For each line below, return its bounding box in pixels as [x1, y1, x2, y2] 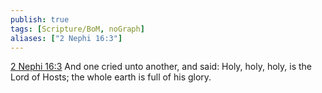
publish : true [10, 14, 70, 25]
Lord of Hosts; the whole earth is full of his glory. [10, 71, 212, 83]
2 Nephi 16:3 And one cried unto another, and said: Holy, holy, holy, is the [10, 61, 313, 73]
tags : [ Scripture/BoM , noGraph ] [10, 24, 145, 34]
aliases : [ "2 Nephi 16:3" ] [10, 33, 123, 43]
